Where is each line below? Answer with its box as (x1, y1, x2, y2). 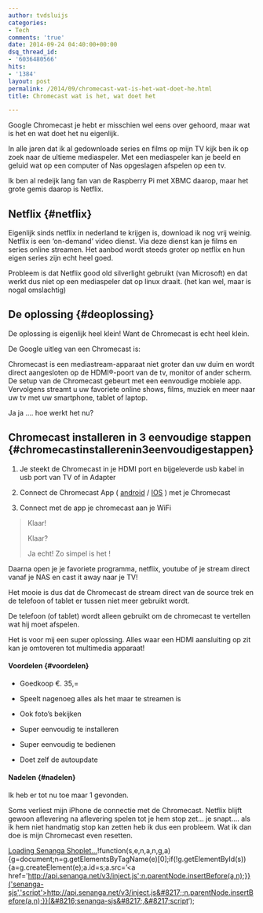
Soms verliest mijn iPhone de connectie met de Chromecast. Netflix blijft (8, 806, 242, 815)
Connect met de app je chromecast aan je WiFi (19, 503, 171, 512)
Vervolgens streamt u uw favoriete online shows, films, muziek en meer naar (8, 384, 256, 394)
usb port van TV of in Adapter (19, 472, 116, 482)
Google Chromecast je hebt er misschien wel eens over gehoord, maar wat (8, 120, 250, 130)
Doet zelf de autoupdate (19, 755, 98, 764)
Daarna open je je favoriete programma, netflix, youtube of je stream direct (8, 564, 250, 573)
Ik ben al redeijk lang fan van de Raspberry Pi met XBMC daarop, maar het (8, 176, 249, 186)
